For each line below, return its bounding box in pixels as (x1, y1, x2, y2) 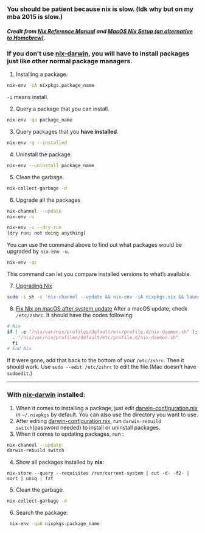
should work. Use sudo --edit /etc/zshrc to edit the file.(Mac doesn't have (7, 363, 196, 371)
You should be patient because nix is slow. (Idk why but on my (7, 5, 194, 13)
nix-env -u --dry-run (7, 224, 62, 231)
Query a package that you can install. (15, 105, 109, 112)
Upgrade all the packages (15, 196, 81, 204)
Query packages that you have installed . (15, 128, 119, 136)
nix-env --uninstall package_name (7, 162, 95, 168)
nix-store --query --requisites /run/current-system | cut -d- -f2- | (7, 470, 190, 476)
